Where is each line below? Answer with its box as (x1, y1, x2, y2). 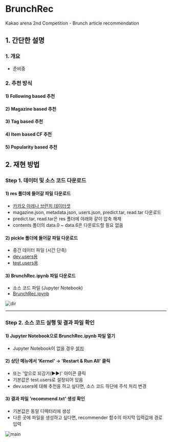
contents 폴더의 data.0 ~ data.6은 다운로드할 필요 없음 (12, 222, 124, 228)
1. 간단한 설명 (5, 36, 45, 45)
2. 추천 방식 (5, 79, 32, 87)
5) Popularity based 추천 (5, 144, 58, 150)
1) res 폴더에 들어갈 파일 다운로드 (5, 191, 71, 197)
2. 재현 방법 (5, 160, 40, 169)
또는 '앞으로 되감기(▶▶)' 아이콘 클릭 (12, 370, 86, 376)
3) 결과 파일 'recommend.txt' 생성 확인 (5, 395, 85, 402)
